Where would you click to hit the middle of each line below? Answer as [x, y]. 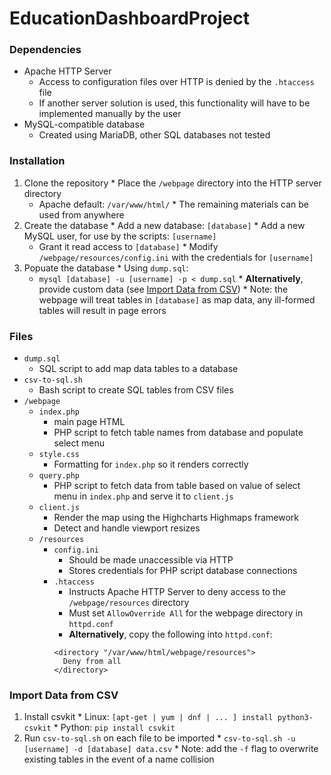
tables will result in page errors [102, 310]
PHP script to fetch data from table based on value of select [177, 486]
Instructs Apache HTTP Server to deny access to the [177, 592]
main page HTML [89, 422]
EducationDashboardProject [129, 18]
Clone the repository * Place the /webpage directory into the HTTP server [172, 183]
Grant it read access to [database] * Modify [128, 246]
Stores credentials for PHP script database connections [183, 571]
